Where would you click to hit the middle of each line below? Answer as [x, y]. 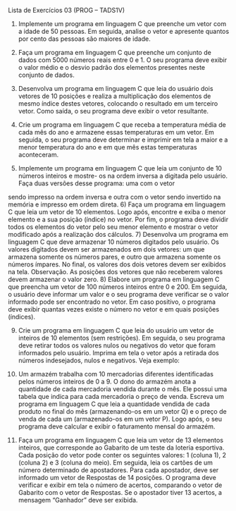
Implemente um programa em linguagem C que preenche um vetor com [122, 24]
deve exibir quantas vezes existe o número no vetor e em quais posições [114, 309]
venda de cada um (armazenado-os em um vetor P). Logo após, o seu [120, 419]
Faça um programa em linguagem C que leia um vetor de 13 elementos [121, 440]
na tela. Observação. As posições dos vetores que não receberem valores [116, 272]
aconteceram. [38, 155]
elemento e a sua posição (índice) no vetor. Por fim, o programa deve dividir [118, 219]
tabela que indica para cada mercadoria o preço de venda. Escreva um [121, 396]
